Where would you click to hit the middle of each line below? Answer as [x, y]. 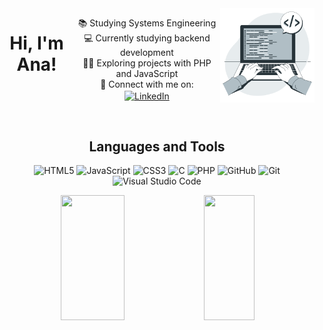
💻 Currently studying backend [147, 38]
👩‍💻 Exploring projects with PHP [147, 63]
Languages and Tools [157, 147]
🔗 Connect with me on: [147, 84]
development [147, 52]
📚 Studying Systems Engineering [147, 23]
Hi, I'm [36, 43]
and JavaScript [147, 73]
